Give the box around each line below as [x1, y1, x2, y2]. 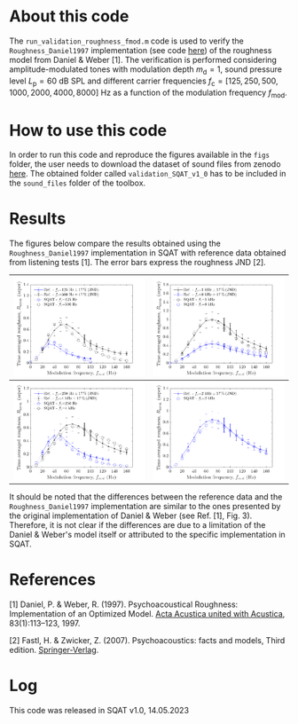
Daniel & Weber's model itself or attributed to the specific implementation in [9, 530, 286, 540]
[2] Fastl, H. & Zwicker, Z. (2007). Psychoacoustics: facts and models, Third [9, 635, 286, 646]
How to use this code [9, 120, 167, 140]
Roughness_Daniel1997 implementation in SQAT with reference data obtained [9, 248, 286, 258]
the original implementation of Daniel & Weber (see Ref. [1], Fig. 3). [9, 510, 253, 521]
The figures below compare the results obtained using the [9, 238, 222, 249]
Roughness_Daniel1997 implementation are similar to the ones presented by [9, 501, 281, 512]
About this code [9, 6, 129, 27]
